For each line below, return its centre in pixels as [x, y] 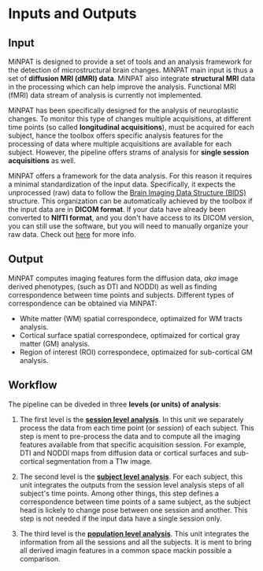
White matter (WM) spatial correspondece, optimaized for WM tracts [131, 318]
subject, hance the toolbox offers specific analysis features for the [116, 135]
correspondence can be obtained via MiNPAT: [83, 303]
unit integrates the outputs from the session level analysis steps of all [131, 484]
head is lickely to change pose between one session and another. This [133, 510]
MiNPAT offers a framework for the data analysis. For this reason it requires [130, 176]
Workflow [33, 386]
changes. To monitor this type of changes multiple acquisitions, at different [130, 119]
